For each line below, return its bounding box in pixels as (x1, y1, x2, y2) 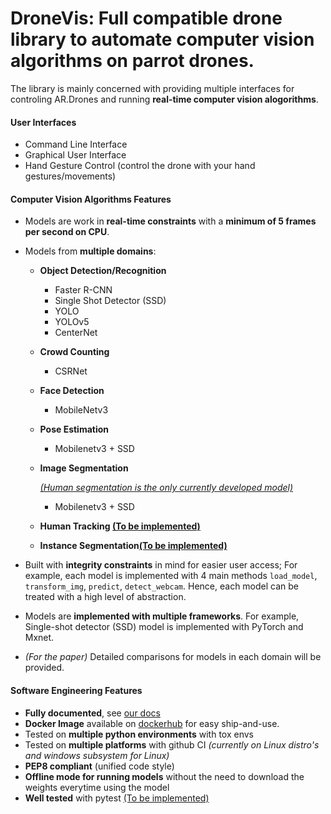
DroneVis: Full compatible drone (10, 7, 283, 30)
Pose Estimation (39, 423, 110, 436)
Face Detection (39, 385, 105, 397)
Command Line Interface (24, 138, 128, 151)
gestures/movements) (24, 170, 117, 182)
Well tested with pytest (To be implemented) (24, 792, 210, 804)
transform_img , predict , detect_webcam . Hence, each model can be (24, 580, 300, 592)
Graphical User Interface (24, 149, 127, 161)
